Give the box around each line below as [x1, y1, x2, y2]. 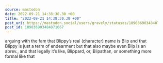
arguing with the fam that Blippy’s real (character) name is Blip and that [5, 38, 147, 44]
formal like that [5, 53, 35, 59]
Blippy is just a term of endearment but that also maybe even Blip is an [5, 43, 146, 49]
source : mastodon [5, 7, 40, 12]
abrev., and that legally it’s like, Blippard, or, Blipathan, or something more [5, 49, 152, 54]
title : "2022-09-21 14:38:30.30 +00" [5, 16, 81, 21]
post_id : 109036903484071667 [5, 25, 64, 30]
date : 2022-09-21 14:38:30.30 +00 [5, 12, 75, 16]
